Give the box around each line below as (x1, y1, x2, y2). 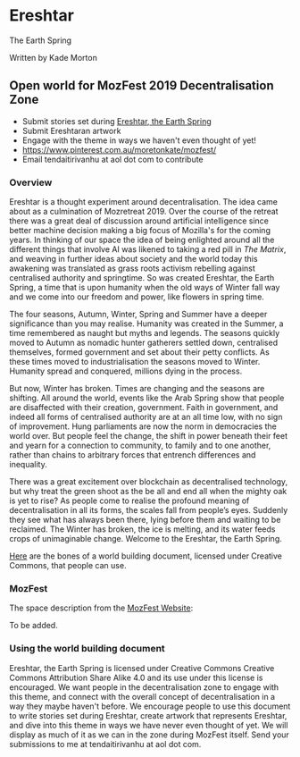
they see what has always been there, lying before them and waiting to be (9, 515, 281, 526)
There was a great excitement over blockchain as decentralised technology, (9, 476, 288, 487)
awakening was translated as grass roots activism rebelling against (9, 263, 256, 273)
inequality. (9, 459, 47, 470)
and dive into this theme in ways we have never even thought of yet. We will (9, 719, 288, 730)
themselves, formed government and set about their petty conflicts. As (9, 347, 270, 357)
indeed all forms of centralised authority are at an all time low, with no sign (9, 412, 283, 423)
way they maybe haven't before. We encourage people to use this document (9, 701, 291, 711)
